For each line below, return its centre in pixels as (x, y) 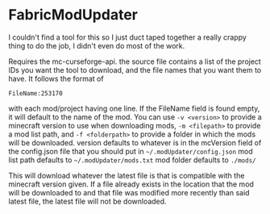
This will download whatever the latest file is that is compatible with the (127, 175)
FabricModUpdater (73, 15)
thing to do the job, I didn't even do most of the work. (97, 45)
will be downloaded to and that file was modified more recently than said (129, 192)
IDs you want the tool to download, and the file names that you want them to (135, 69)
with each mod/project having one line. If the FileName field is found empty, (134, 108)
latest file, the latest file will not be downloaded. (87, 201)
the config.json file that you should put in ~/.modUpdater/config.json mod (131, 151)
